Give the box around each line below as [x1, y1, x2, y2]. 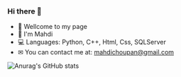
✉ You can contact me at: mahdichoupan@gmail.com [17, 48, 175, 57]
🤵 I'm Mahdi [17, 30, 53, 38]
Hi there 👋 [7, 6, 43, 16]
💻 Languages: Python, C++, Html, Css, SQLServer [17, 38, 167, 47]
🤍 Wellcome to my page [17, 23, 87, 31]
